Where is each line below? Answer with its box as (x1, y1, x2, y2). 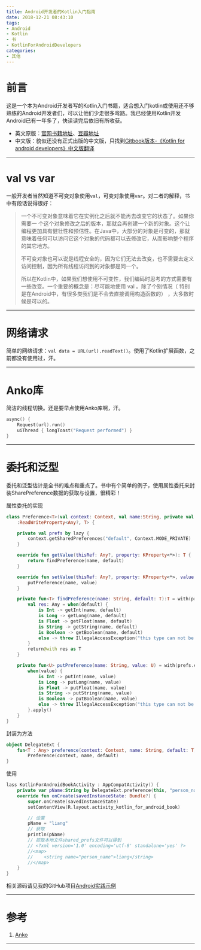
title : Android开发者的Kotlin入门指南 (6, 8, 96, 15)
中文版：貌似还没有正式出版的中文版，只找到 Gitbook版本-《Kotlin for (14, 137, 185, 144)
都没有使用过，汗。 (11, 354, 59, 362)
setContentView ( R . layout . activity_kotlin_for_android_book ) (28, 804, 181, 810)
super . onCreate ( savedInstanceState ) (28, 799, 119, 805)
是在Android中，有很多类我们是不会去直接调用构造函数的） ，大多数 (20, 290, 189, 297)
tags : (6, 20, 20, 26)
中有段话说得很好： (6, 199, 54, 207)
